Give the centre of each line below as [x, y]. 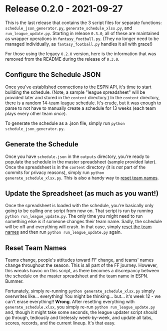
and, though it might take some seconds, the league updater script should [81, 312]
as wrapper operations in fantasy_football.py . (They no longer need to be [82, 39]
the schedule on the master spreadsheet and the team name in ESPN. [77, 276]
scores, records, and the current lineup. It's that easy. [60, 323]
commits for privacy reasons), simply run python [55, 172]
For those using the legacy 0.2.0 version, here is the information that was [81, 54]
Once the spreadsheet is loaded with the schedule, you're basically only [79, 206]
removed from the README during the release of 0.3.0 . [62, 59]
